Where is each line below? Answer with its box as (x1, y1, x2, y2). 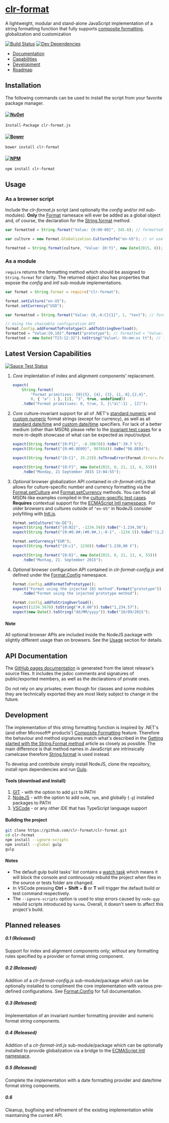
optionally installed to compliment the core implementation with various (5, 983, 153, 989)
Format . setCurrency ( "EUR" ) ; (12, 539, 71, 544)
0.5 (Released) (5, 1064, 37, 1070)
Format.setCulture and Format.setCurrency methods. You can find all (12, 489, 156, 495)
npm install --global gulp (5, 842, 62, 847)
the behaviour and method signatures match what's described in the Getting (5, 735, 163, 741)
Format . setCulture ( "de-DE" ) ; (12, 520, 74, 526)
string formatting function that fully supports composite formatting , (5, 25, 144, 31)
